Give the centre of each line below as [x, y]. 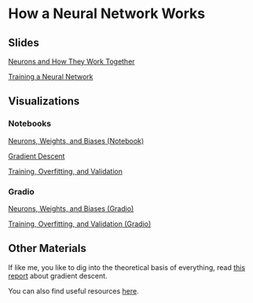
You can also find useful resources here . [73, 290]
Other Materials [47, 248]
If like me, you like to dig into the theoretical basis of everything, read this [127, 267]
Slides [24, 43]
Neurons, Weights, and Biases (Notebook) [76, 141]
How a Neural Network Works [107, 14]
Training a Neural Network [51, 77]
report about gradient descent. [58, 276]
